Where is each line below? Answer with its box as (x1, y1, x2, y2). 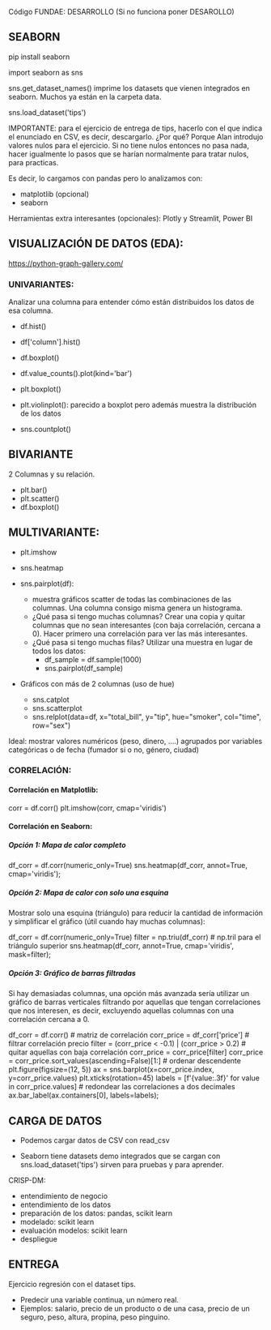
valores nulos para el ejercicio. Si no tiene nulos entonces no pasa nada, (8, 140, 249, 150)
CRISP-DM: (8, 1175, 46, 1185)
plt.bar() (19, 485, 48, 494)
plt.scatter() (19, 494, 60, 503)
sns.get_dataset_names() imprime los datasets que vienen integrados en (8, 83, 251, 92)
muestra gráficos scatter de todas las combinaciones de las (32, 594, 232, 604)
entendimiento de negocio (19, 1191, 108, 1200)
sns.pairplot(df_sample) (44, 663, 124, 673)
